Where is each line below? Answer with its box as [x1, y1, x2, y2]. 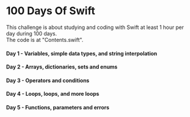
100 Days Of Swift [6, 4, 96, 18]
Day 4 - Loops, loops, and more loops [6, 90, 99, 97]
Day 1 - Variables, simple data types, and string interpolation [6, 50, 158, 57]
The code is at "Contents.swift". [6, 36, 84, 43]
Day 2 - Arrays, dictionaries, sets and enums [6, 63, 118, 70]
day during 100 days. [6, 30, 57, 37]
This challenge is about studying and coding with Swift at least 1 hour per [6, 24, 184, 31]
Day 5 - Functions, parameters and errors [6, 103, 110, 110]
